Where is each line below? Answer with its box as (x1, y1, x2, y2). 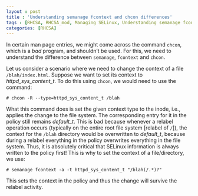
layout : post (6, 8, 41, 15)
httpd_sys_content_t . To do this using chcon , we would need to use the (6, 78, 177, 85)
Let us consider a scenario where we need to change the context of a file (6, 65, 184, 72)
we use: (6, 155, 25, 162)
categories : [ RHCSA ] (6, 25, 57, 31)
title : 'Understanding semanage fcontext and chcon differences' (6, 14, 173, 20)
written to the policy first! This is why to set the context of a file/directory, (6, 150, 184, 157)
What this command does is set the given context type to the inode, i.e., (6, 105, 181, 112)
